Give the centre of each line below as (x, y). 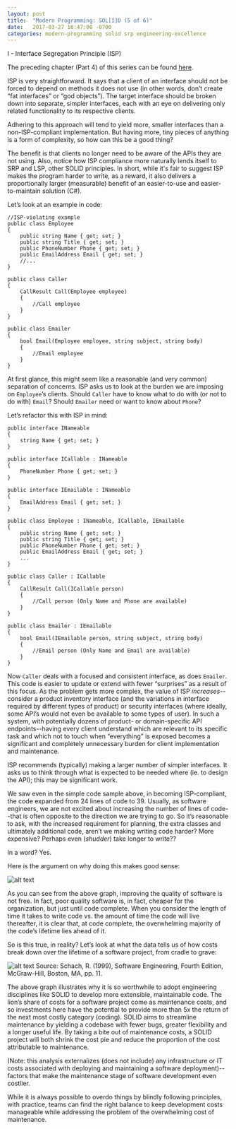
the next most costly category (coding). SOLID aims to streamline (102, 1017)
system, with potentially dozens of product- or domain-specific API (105, 721)
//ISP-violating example (44, 218)
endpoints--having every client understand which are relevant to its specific (117, 729)
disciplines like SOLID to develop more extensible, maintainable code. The (114, 995)
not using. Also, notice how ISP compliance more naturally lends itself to (112, 161)
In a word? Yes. (30, 853)
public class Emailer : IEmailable (60, 626)
